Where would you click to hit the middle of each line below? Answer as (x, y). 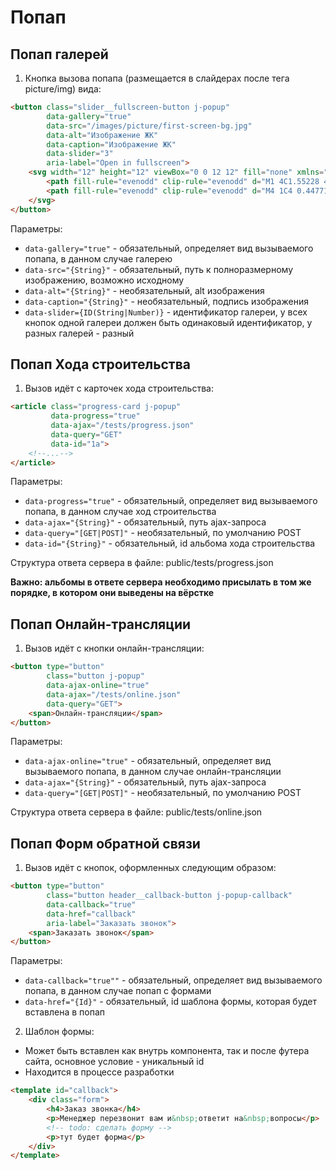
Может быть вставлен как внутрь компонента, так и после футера (167, 1051)
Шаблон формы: (59, 1032)
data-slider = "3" (80, 154)
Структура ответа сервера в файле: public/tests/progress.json (142, 563)
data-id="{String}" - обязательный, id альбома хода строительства (170, 543)
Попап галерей (59, 54)
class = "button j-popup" (95, 676)
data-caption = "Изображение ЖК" (111, 144)
